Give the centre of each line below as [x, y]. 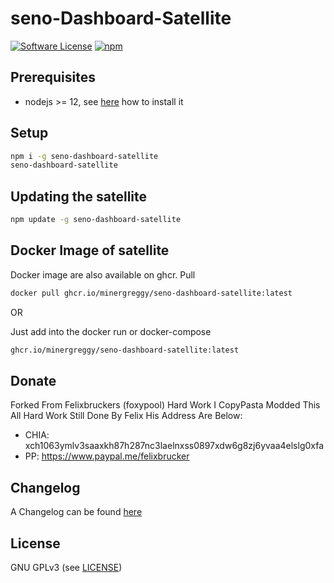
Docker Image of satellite [90, 250]
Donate [33, 380]
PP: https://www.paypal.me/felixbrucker [107, 456]
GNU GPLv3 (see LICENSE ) [66, 567]
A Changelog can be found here [76, 512]
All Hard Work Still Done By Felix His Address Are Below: [126, 416]
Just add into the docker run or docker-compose [111, 331]
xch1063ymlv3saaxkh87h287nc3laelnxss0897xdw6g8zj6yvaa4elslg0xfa [174, 446]
